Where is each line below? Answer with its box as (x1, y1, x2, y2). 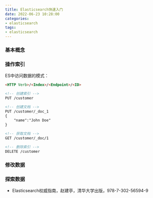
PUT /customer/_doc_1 (5, 109, 49, 114)
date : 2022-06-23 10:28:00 (5, 12, 60, 16)
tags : (5, 25, 16, 30)
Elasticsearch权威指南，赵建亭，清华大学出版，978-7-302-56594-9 (12, 187, 149, 193)
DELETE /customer (5, 149, 40, 154)
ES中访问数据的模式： (5, 73, 49, 79)
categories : (5, 16, 29, 21)
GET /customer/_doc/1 (5, 136, 49, 141)
